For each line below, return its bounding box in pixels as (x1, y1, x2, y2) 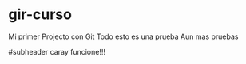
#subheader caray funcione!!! (8, 47, 106, 56)
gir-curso (8, 6, 72, 24)
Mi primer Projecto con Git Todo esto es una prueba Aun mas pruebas (8, 32, 239, 41)
